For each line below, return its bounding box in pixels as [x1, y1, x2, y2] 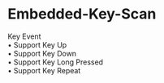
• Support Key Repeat [7, 65, 81, 75]
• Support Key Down [7, 48, 77, 58]
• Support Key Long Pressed [7, 57, 103, 67]
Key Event [7, 31, 41, 41]
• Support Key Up [7, 39, 67, 49]
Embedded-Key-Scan [7, 5, 157, 23]
